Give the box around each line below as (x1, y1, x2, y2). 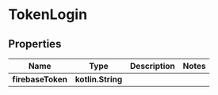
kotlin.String (75, 74, 123, 85)
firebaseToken (12, 74, 67, 85)
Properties (8, 37, 62, 51)
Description (129, 61, 176, 71)
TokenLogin (8, 6, 88, 24)
